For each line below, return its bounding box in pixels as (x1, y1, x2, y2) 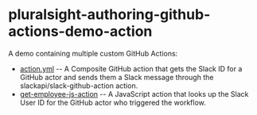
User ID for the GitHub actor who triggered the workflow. (19, 98, 207, 107)
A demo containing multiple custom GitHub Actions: (8, 48, 178, 58)
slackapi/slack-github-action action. (19, 81, 138, 90)
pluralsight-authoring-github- (8, 6, 211, 24)
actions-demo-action (8, 22, 153, 40)
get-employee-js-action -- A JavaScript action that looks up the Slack (19, 89, 249, 98)
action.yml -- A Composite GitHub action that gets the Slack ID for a (19, 63, 243, 73)
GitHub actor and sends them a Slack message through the (19, 72, 214, 82)
